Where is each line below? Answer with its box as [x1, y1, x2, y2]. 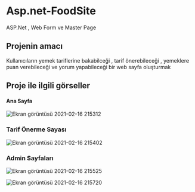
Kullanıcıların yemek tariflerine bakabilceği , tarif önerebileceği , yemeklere [6, 57, 190, 64]
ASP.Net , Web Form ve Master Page [6, 24, 97, 31]
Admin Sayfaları [6, 154, 54, 162]
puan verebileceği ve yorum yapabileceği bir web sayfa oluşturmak [6, 63, 171, 70]
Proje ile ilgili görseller [6, 80, 91, 91]
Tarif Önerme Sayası [6, 125, 67, 134]
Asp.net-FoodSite [6, 4, 97, 18]
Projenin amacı [6, 41, 63, 51]
